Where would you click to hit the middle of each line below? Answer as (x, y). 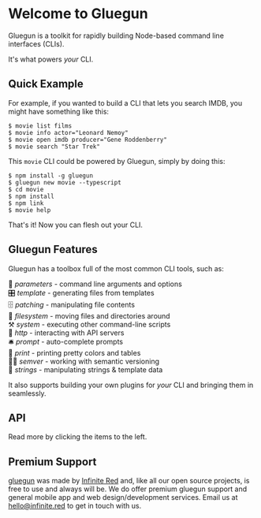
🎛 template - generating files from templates (82, 293)
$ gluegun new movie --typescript (65, 182)
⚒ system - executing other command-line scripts (89, 324)
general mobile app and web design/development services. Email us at (123, 498)
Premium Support (52, 462)
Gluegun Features (53, 250)
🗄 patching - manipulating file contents (72, 304)
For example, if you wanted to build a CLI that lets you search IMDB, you (125, 102)
